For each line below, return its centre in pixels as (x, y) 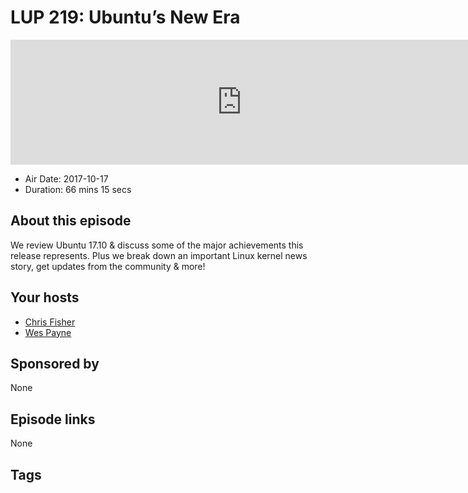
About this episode (71, 221)
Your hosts (45, 297)
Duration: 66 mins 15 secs (78, 189)
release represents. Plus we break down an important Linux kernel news (159, 255)
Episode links (53, 419)
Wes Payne (48, 332)
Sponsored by (55, 363)
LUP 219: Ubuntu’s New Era (125, 17)
